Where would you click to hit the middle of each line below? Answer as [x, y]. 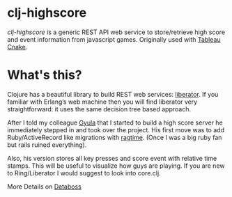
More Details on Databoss [44, 187]
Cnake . [17, 47]
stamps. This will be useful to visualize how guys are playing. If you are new [116, 166]
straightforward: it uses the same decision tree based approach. [99, 109]
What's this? [45, 75]
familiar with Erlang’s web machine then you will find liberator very [102, 102]
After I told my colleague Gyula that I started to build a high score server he [115, 123]
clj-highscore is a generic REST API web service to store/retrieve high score [116, 32]
